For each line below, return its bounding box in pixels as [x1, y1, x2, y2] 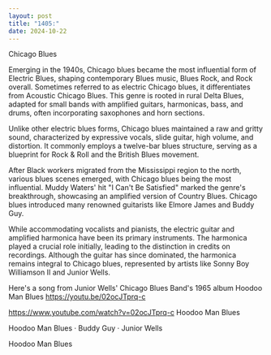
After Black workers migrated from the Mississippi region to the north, [8, 166, 242, 175]
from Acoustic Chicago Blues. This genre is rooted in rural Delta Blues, [8, 91, 244, 101]
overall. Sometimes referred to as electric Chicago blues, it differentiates [8, 82, 251, 92]
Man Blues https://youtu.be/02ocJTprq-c [8, 292, 146, 301]
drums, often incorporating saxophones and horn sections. [8, 108, 205, 118]
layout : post [8, 11, 53, 20]
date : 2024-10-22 [8, 27, 67, 35]
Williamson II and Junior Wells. [8, 267, 111, 277]
